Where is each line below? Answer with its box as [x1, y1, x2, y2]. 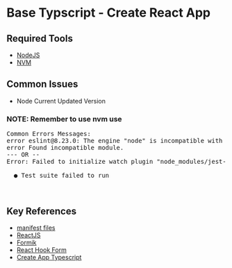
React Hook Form [16, 245, 67, 254]
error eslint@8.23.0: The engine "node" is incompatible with [6, 137, 223, 145]
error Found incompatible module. [6, 144, 124, 152]
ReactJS [16, 231, 41, 239]
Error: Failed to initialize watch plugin [6, 158, 154, 166]
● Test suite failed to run [13, 171, 110, 180]
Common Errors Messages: [6, 130, 91, 138]
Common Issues [6, 78, 78, 90]
